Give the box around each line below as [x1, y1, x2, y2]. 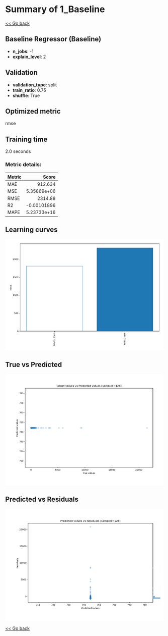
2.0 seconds [5, 148, 31, 154]
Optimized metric [5, 107, 61, 116]
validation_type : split [12, 82, 57, 88]
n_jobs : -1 [12, 48, 34, 54]
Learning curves [5, 226, 58, 234]
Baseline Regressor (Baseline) [5, 35, 102, 43]
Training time [5, 135, 48, 143]
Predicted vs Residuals [5, 495, 79, 504]
